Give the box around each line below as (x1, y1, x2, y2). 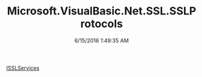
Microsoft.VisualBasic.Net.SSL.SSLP (7, 4, 197, 18)
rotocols (80, 17, 123, 31)
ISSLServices (6, 64, 40, 72)
